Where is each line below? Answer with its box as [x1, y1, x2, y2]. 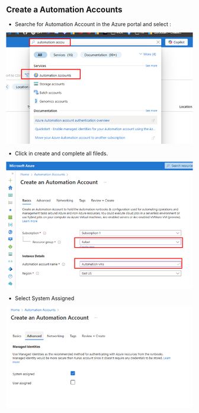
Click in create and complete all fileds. [14, 150, 108, 157]
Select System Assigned [14, 294, 75, 302]
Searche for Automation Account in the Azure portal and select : [14, 20, 172, 27]
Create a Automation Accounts [6, 5, 123, 15]
